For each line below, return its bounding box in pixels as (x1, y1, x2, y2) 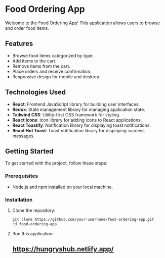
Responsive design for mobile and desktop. (12, 73, 101, 80)
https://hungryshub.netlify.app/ (12, 245, 114, 254)
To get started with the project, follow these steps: (5, 160, 108, 166)
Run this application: (12, 230, 54, 236)
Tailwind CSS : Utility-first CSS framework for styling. (12, 111, 121, 117)
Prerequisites (5, 172, 38, 179)
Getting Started (5, 147, 54, 155)
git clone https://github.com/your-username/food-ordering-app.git (12, 217, 154, 222)
